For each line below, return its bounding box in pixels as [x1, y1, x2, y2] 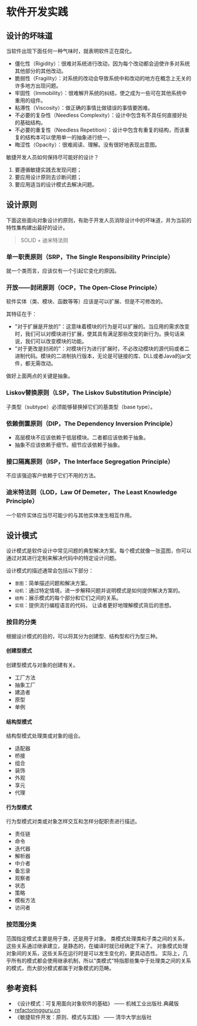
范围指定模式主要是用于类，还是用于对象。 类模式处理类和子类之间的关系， [6, 935, 188, 942]
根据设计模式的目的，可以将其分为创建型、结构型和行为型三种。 [6, 632, 161, 640]
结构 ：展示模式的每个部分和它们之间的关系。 [14, 594, 122, 602]
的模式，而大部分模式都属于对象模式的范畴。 [6, 964, 115, 971]
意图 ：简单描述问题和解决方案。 [14, 579, 91, 587]
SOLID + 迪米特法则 [20, 237, 69, 244]
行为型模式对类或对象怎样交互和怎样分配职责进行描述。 [6, 818, 140, 825]
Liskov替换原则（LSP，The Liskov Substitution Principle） [6, 389, 175, 397]
